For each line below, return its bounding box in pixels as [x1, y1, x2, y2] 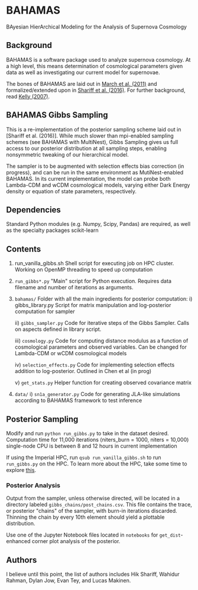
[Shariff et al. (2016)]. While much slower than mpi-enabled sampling [6, 132, 174, 139]
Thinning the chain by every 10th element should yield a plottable [6, 514, 165, 521]
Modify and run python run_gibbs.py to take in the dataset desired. [6, 430, 170, 436]
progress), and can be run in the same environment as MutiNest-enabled [6, 168, 184, 176]
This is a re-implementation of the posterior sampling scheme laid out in [6, 126, 181, 133]
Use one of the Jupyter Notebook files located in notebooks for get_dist [6, 531, 181, 538]
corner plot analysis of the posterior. [31, 538, 121, 545]
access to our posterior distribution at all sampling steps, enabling [6, 145, 167, 152]
